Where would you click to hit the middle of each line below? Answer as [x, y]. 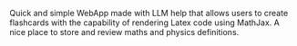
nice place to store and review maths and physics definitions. [124, 32]
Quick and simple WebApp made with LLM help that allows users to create [149, 13]
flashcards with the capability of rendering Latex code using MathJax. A [144, 23]
